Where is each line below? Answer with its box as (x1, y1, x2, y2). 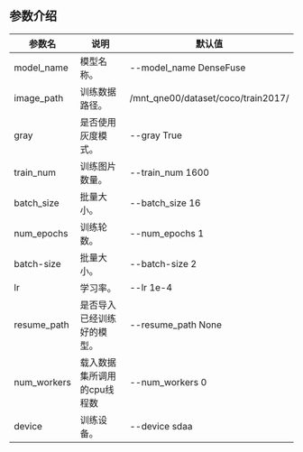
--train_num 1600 (129, 166, 210, 179)
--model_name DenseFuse (129, 61, 246, 74)
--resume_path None (129, 318, 223, 331)
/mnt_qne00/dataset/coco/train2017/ (129, 91, 289, 104)
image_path (14, 91, 64, 104)
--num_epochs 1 (129, 226, 205, 239)
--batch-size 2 (129, 257, 197, 270)
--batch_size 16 (129, 197, 201, 209)
